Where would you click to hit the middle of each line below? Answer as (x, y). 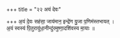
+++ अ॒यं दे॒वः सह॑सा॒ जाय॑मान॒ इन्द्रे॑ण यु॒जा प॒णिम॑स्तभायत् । (60, 21)
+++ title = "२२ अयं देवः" (34, 9)
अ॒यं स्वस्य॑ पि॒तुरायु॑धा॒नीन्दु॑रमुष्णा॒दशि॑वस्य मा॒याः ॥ (51, 28)
